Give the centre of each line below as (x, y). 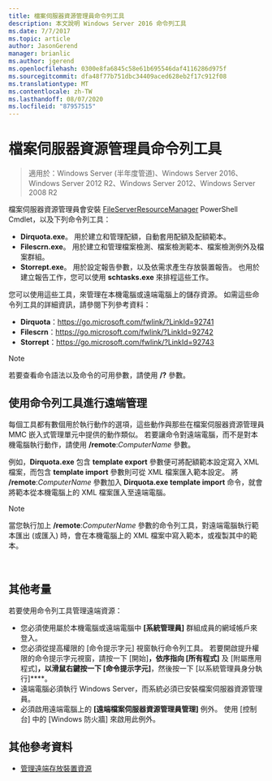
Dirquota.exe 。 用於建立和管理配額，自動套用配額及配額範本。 (125, 237)
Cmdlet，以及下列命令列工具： (60, 219)
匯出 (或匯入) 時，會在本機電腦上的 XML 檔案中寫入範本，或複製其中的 (133, 535)
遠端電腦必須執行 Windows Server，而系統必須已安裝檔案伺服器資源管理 (141, 688)
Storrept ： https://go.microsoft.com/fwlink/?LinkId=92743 (117, 343)
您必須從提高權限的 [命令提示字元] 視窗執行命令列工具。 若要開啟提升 (136, 648)
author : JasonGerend (43, 46)
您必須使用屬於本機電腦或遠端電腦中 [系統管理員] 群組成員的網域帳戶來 (139, 628)
